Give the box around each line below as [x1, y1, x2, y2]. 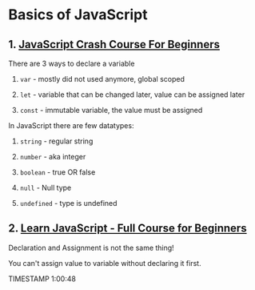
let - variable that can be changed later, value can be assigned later [19, 90, 245, 99]
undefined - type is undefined [19, 199, 118, 207]
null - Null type [19, 183, 72, 192]
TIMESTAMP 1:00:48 [8, 274, 76, 284]
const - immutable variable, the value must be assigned [19, 106, 203, 115]
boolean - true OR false [19, 167, 96, 177]
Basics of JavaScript [8, 6, 148, 24]
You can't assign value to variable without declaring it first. [8, 258, 201, 268]
